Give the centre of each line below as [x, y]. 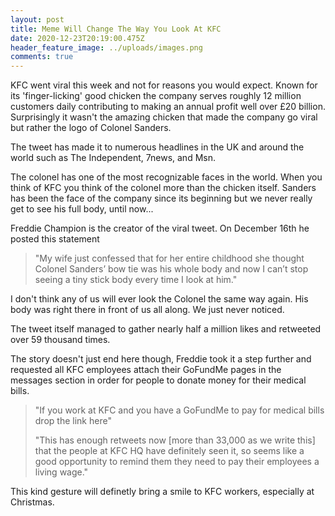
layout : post [37, 19]
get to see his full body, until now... [82, 209]
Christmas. [32, 502]
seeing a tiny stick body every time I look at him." [136, 280]
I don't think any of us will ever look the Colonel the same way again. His [159, 299]
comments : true [42, 57]
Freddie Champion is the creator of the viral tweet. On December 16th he [160, 228]
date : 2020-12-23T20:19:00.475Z [77, 38]
